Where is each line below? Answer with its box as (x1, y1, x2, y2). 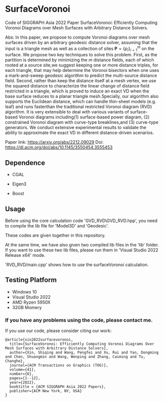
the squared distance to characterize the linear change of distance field (5, 83, 149, 89)
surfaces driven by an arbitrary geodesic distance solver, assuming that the (5, 39, 158, 45)
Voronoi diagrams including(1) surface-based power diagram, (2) (19, 114, 150, 120)
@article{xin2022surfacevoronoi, (5, 337, 73, 342)
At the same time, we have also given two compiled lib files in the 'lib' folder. (5, 242, 159, 248)
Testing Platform (5, 276, 57, 284)
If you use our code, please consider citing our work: (5, 328, 112, 334)
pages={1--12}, (9, 376, 41, 381)
